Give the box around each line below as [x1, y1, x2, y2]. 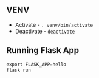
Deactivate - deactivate [15, 27, 75, 35]
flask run [6, 67, 32, 73]
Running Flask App [6, 45, 80, 55]
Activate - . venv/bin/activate [15, 21, 94, 28]
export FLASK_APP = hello [6, 61, 67, 68]
